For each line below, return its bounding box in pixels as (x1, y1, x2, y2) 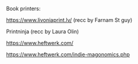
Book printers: (6, 5, 41, 12)
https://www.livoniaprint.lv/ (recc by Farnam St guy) (6, 17, 133, 23)
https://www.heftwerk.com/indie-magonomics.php (6, 51, 130, 58)
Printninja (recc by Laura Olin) (6, 28, 79, 35)
